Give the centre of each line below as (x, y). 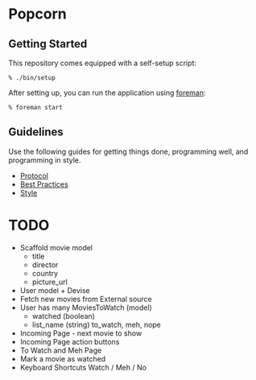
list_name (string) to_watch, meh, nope (96, 324)
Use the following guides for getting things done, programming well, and (128, 151)
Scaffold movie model (56, 247)
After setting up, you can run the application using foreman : (107, 93)
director (45, 264)
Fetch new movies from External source (86, 299)
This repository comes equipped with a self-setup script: (103, 63)
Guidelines (36, 132)
